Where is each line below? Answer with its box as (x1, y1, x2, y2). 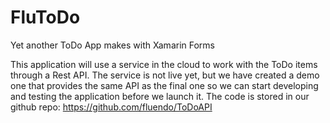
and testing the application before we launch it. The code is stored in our (10, 90, 310, 102)
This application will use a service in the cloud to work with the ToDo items (10, 58, 318, 70)
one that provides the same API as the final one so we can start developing (10, 79, 319, 91)
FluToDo (10, 6, 81, 29)
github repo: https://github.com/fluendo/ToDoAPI (10, 101, 213, 113)
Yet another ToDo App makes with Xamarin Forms (10, 39, 216, 51)
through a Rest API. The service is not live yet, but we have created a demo (10, 69, 320, 81)
